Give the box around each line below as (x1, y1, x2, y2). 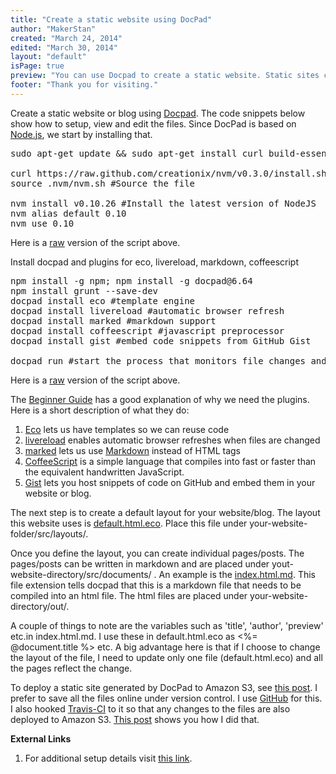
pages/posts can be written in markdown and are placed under (10, 557, 270, 570)
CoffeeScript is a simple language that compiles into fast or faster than (24, 455, 317, 467)
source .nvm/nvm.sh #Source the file (10, 177, 196, 189)
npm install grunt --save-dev (10, 285, 159, 296)
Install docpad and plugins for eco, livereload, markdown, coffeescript (10, 256, 299, 268)
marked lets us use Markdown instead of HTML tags (24, 444, 242, 456)
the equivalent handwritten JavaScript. (24, 466, 185, 478)
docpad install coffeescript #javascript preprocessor (10, 325, 285, 336)
